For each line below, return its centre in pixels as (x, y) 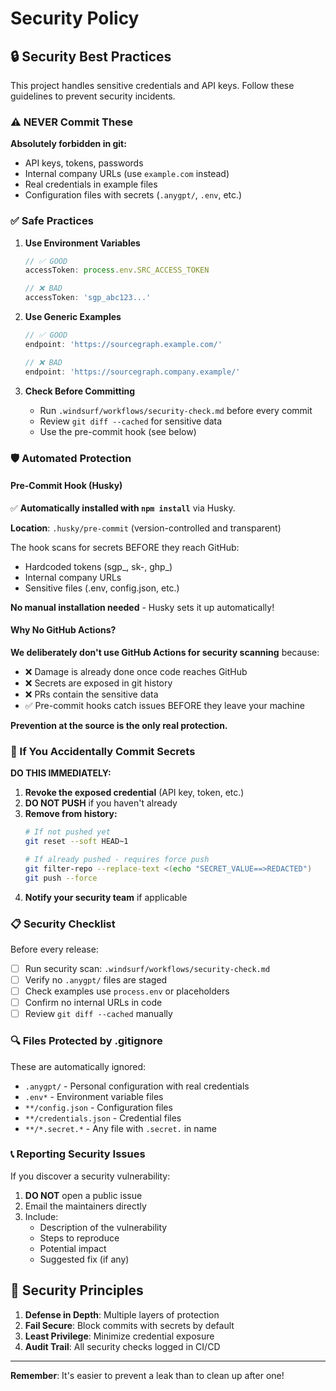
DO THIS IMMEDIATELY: (61, 773)
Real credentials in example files (91, 184)
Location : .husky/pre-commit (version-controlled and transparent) (146, 528)
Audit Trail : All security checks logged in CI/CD (122, 1346)
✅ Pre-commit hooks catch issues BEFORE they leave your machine (164, 705)
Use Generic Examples (73, 317)
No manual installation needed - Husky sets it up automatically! (142, 607)
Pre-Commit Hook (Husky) (66, 486)
